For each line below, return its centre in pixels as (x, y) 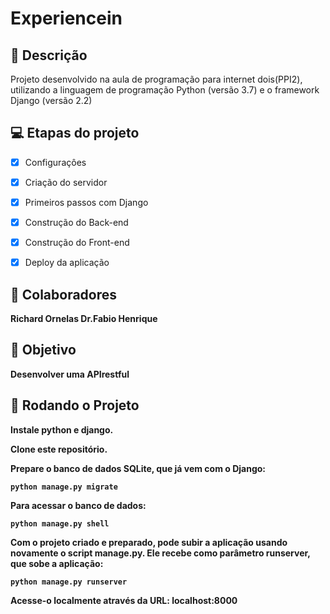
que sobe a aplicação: (57, 563)
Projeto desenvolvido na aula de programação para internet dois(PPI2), (156, 79)
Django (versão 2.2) (51, 100)
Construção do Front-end (77, 243)
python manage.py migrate (64, 487)
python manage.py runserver (69, 582)
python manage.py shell (60, 523)
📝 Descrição (49, 55)
